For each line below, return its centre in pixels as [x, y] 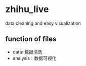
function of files [31, 39]
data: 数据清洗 [27, 52]
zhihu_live [27, 9]
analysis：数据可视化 [34, 58]
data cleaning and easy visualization [43, 23]
